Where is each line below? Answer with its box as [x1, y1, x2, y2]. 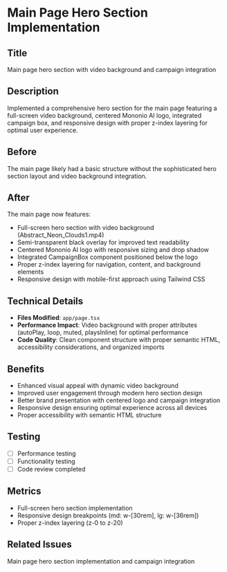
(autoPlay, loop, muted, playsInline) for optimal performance [17, 328, 189, 337]
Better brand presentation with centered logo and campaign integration [17, 396, 221, 404]
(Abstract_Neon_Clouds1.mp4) [17, 231, 105, 240]
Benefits [7, 363, 45, 375]
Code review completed [17, 465, 86, 473]
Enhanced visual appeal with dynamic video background [17, 382, 179, 390]
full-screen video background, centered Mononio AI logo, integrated [7, 111, 202, 119]
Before [7, 146, 37, 158]
